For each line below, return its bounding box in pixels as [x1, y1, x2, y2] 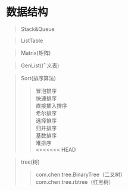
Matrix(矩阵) [20, 49, 51, 57]
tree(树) [20, 158, 40, 165]
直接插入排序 [35, 102, 67, 109]
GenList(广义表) [20, 62, 60, 69]
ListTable [20, 37, 43, 44]
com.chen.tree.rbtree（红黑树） [35, 178, 114, 185]
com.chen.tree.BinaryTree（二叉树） [35, 171, 126, 178]
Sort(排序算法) [20, 74, 57, 82]
